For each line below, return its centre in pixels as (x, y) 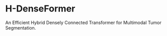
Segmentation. (21, 27)
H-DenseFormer (40, 9)
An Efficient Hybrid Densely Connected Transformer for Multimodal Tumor (83, 22)
